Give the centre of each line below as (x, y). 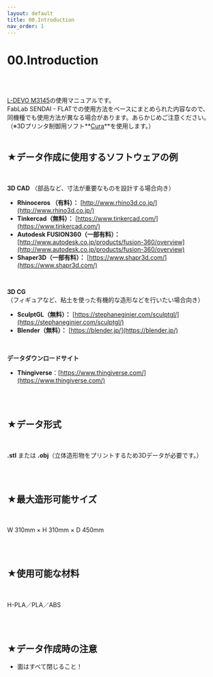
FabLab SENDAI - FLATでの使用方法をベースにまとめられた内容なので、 (108, 109)
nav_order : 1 (26, 26)
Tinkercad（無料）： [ (47, 219)
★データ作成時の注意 (52, 649)
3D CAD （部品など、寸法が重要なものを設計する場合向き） (91, 188)
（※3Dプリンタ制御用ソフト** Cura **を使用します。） (81, 126)
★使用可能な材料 (43, 574)
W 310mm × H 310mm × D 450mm (56, 530)
